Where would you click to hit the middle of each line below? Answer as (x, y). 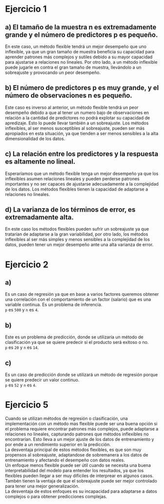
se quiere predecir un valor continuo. (42, 380)
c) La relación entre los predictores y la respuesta (82, 154)
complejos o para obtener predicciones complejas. (56, 496)
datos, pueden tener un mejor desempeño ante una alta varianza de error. (79, 245)
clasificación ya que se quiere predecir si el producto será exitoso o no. (77, 342)
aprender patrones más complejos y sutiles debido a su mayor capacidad (79, 57)
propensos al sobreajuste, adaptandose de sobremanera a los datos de (77, 455)
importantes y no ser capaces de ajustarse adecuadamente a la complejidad (82, 184)
